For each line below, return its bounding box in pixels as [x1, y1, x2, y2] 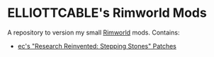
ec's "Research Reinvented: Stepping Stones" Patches [17, 42, 177, 50]
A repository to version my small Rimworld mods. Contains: [7, 28, 180, 37]
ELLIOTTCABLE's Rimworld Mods [7, 5, 207, 21]
